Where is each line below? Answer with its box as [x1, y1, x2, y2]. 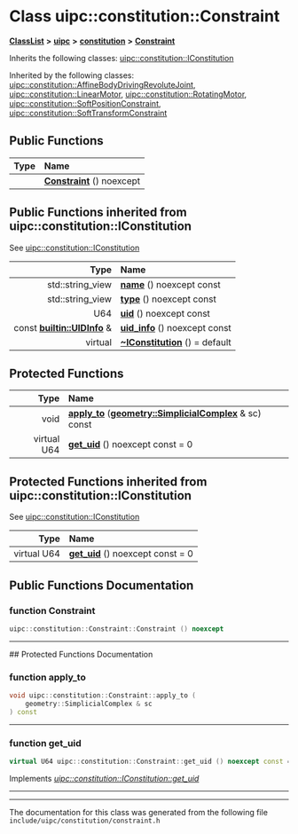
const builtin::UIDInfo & [13, 321, 113, 334]
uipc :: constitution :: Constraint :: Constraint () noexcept [9, 624, 224, 633]
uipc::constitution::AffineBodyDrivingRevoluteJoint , [9, 79, 196, 90]
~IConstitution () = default [120, 335, 232, 348]
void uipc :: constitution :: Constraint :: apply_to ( [9, 691, 197, 700]
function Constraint [9, 604, 96, 617]
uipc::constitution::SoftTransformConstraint [9, 107, 168, 118]
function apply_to [9, 671, 86, 683]
